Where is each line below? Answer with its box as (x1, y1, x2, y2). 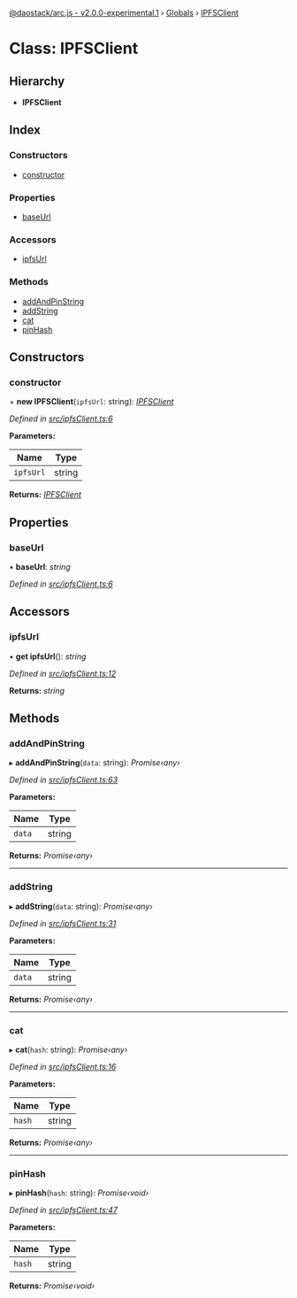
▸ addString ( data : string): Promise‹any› (9, 901, 153, 911)
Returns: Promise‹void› (9, 1280, 95, 1291)
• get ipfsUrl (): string (9, 650, 87, 662)
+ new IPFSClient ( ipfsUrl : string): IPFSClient (9, 396, 174, 407)
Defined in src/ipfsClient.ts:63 (9, 774, 118, 786)
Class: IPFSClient (9, 39, 139, 58)
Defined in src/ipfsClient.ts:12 (9, 668, 117, 679)
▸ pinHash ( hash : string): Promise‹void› (9, 1187, 149, 1198)
